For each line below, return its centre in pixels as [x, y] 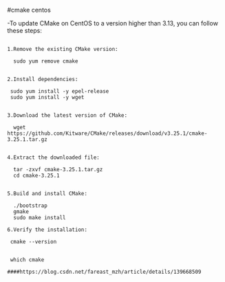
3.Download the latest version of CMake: [67, 116]
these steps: [25, 31]
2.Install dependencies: [43, 79]
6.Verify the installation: [47, 230]
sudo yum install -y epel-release [60, 91]
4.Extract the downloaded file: [53, 158]
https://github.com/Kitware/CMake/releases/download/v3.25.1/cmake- [107, 133]
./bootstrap [31, 206]
